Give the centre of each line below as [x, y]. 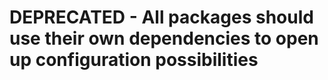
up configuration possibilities [134, 60]
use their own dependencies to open [164, 38]
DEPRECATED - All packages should [161, 17]
